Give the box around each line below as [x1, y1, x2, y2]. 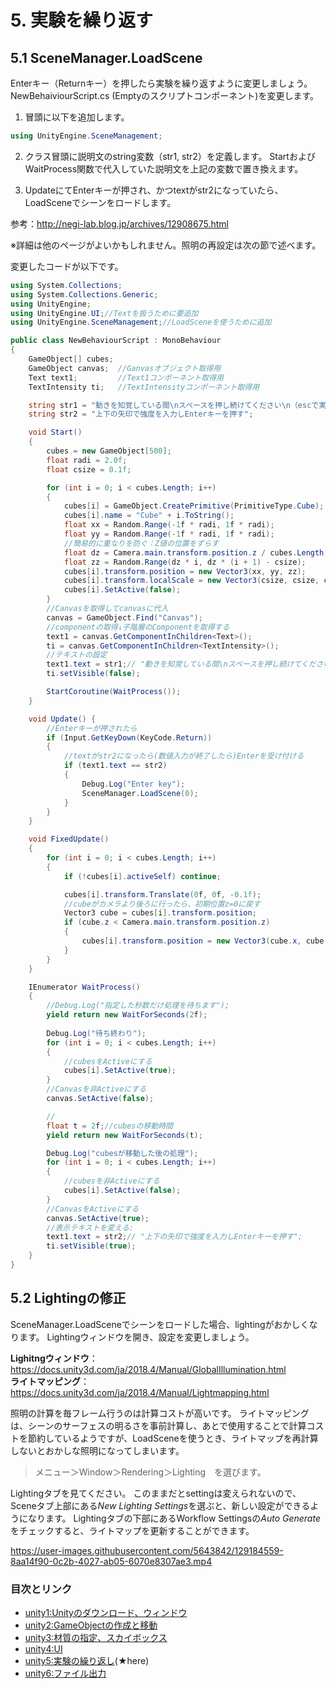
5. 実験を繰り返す [10, 9, 153, 32]
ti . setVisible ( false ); [46, 669, 141, 679]
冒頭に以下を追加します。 [24, 111, 130, 123]
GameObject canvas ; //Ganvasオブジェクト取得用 [28, 363, 222, 373]
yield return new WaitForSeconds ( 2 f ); [46, 1010, 208, 1020]
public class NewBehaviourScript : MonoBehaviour [10, 336, 222, 346]
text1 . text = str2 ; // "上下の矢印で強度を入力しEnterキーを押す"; [46, 1232, 303, 1242]
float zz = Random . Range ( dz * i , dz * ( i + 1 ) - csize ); [63, 557, 307, 567]
